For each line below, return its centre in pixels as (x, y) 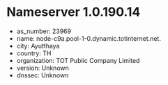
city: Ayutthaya (38, 46)
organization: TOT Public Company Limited (78, 60)
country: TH (34, 53)
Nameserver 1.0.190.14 (74, 12)
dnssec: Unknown (43, 75)
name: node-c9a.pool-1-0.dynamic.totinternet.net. (89, 38)
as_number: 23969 (44, 31)
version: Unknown (43, 68)
